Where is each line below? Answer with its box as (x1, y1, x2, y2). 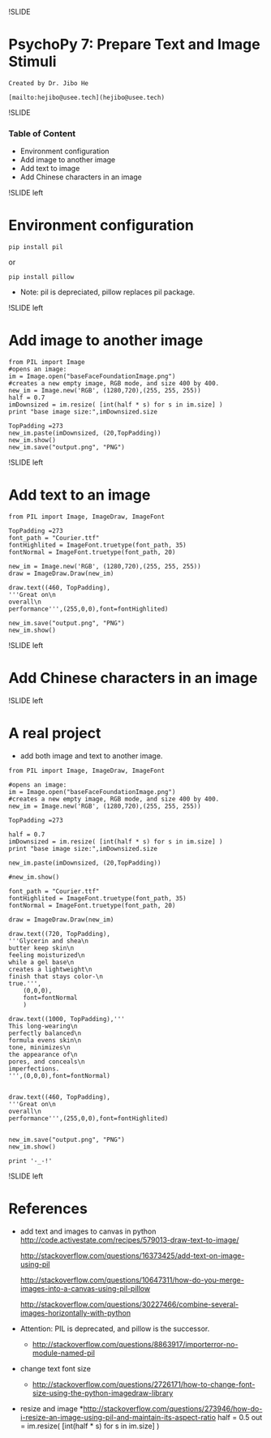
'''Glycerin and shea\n (8, 937, 89, 945)
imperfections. (8, 1064, 60, 1073)
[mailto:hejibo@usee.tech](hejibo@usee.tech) (8, 93, 165, 101)
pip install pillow (8, 273, 75, 281)
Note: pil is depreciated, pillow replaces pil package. (19, 287, 196, 297)
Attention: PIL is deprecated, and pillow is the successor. (19, 1324, 210, 1333)
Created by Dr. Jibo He (8, 79, 89, 88)
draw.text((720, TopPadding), (8, 929, 111, 938)
